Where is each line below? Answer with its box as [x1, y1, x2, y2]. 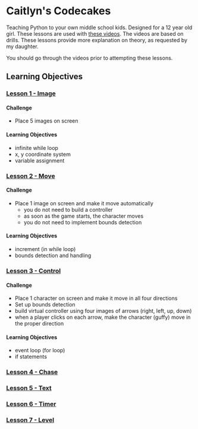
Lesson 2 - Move [6, 171, 55, 180]
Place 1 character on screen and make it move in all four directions [14, 295, 178, 302]
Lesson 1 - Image [6, 89, 56, 98]
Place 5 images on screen [14, 117, 78, 124]
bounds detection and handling [14, 252, 92, 259]
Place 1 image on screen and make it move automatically [14, 199, 153, 206]
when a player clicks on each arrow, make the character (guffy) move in [14, 314, 191, 321]
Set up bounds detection [14, 301, 76, 308]
